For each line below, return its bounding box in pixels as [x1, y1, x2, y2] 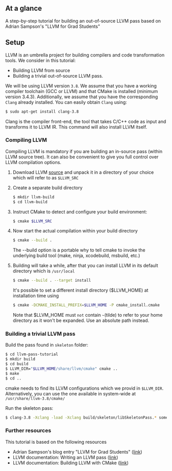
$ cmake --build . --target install [12, 278, 91, 283]
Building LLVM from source [12, 67, 70, 74]
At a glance [5, 4, 42, 13]
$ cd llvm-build [12, 199, 48, 205]
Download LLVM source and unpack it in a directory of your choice [12, 169, 154, 175]
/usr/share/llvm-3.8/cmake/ [5, 396, 66, 401]
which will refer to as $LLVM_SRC [12, 174, 79, 180]
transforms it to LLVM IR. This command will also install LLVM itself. [5, 123, 147, 130]
